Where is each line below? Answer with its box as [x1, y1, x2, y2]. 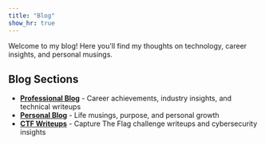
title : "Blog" [8, 11, 56, 20]
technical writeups [19, 102, 81, 112]
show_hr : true [8, 19, 56, 27]
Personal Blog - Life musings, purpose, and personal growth [19, 111, 220, 120]
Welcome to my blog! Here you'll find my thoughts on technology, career [8, 41, 247, 50]
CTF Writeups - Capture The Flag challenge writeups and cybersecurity [19, 119, 258, 128]
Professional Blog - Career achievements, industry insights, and [19, 93, 232, 104]
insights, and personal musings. [8, 49, 113, 59]
